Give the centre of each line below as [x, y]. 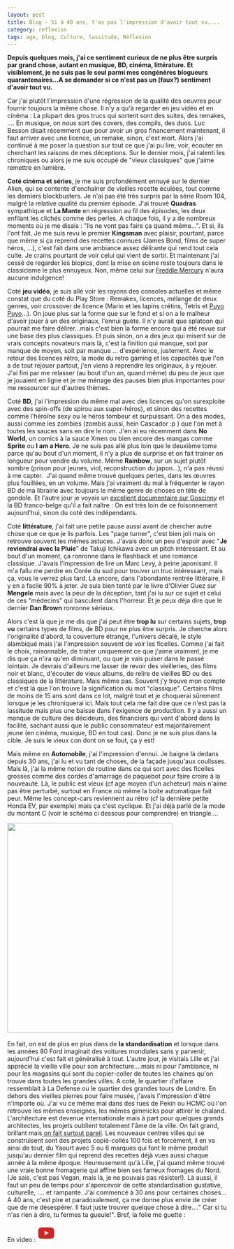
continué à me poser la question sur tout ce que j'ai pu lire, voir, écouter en [115, 145]
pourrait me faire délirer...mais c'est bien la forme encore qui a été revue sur [117, 329]
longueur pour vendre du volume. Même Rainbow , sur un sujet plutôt [107, 461]
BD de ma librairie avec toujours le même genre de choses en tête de [107, 491]
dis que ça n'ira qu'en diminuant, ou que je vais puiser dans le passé [106, 659]
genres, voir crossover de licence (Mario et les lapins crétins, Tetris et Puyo [116, 306]
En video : [22, 1240]
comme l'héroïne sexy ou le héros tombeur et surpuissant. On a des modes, [116, 417]
